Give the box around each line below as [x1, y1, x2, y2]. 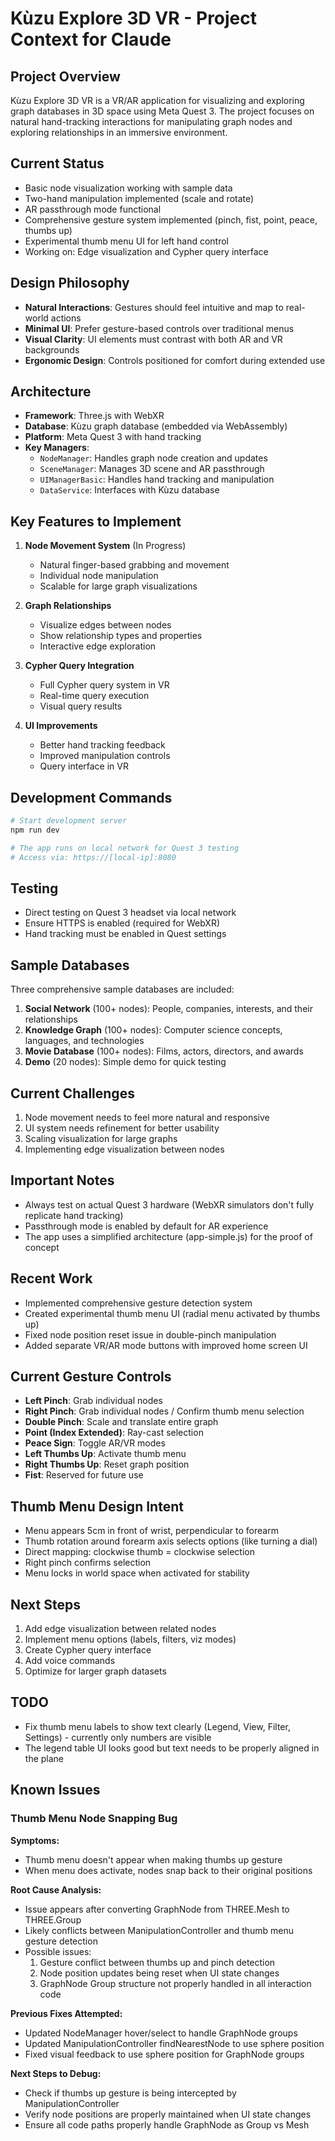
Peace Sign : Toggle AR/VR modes [24, 1437, 166, 1449]
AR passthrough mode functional [24, 203, 162, 215]
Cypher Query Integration [24, 660, 135, 672]
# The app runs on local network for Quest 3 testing [10, 843, 240, 853]
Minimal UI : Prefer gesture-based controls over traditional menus [24, 322, 295, 334]
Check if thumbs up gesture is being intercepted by [24, 2087, 237, 2099]
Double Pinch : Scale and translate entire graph [24, 1416, 219, 1428]
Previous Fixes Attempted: [10, 2007, 123, 2019]
